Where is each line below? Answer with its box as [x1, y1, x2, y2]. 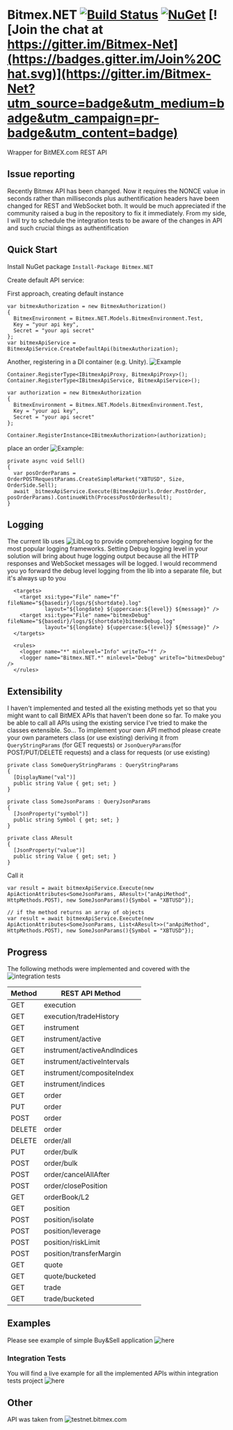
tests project [7, 1376, 43, 1385]
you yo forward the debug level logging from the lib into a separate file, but [7, 567, 222, 575]
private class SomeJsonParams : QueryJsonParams [7, 798, 151, 806]
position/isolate [44, 1215, 95, 1224]
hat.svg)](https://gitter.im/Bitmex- [7, 66, 211, 82]
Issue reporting [7, 168, 75, 180]
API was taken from [7, 1415, 64, 1423]
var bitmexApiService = [7, 339, 77, 346]
